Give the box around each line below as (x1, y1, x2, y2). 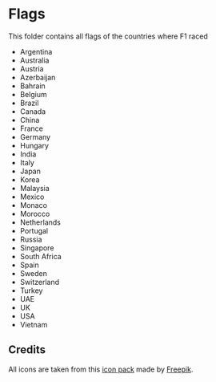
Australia (19, 55, 50, 65)
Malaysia (19, 183, 50, 193)
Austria (19, 63, 44, 73)
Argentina (19, 47, 53, 56)
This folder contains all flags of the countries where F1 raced (8, 31, 208, 41)
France (19, 124, 44, 133)
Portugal (19, 226, 49, 235)
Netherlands (19, 217, 62, 227)
